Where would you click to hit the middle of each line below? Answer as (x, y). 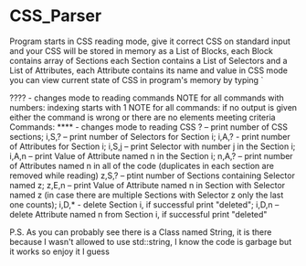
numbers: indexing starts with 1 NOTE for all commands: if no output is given (153, 107)
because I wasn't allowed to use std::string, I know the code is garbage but (151, 241)
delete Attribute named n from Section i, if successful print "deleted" (138, 214)
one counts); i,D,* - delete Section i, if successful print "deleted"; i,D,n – (144, 204)
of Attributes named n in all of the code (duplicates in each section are (142, 165)
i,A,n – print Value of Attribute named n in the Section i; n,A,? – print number (152, 155)
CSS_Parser (56, 16)
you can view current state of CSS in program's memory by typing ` (137, 80)
